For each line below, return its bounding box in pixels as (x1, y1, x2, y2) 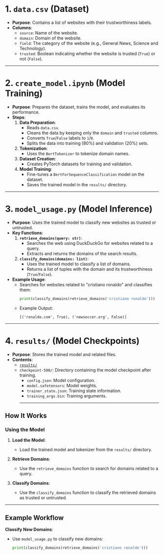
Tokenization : (19, 145, 48, 151)
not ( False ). (19, 56, 43, 61)
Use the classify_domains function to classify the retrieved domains (19, 490, 156, 496)
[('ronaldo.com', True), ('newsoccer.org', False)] (19, 315, 127, 319)
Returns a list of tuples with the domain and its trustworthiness (26, 266, 153, 272)
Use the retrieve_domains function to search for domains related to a (19, 466, 159, 472)
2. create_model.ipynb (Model (5, 78, 125, 89)
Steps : (12, 114, 26, 120)
